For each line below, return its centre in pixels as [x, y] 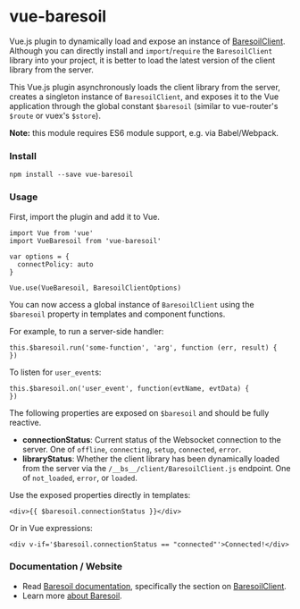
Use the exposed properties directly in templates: [100, 495]
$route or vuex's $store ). [55, 115]
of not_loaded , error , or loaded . [80, 478]
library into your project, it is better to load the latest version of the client [142, 60]
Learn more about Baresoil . [72, 596]
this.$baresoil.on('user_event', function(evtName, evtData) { [129, 388]
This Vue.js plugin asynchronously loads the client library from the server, [145, 87]
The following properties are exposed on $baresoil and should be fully [139, 412]
